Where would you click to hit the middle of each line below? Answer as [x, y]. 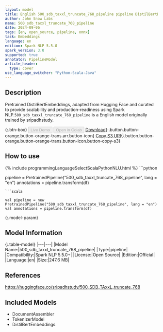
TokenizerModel [28, 319]
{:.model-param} [22, 218]
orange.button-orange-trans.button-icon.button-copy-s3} [63, 141]
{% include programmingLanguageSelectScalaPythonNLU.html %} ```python [81, 168]
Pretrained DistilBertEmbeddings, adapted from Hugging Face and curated [79, 104]
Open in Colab [69, 130]
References [23, 275]
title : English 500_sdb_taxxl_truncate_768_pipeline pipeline [69, 14]
